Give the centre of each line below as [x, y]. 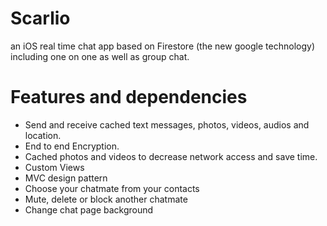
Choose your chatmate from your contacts [112, 188]
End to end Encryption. [72, 146]
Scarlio [40, 18]
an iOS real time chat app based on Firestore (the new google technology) [162, 46]
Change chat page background [89, 209]
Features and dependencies [129, 97]
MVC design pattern [66, 178]
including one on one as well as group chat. [100, 56]
